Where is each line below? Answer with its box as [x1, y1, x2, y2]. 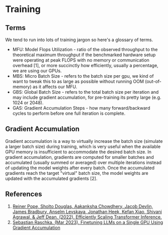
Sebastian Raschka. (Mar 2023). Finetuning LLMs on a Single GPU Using [12, 219, 163, 225]
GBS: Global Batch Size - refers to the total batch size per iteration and [12, 89, 159, 95]
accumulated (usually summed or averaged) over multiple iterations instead [5, 159, 162, 165]
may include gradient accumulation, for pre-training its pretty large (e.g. [12, 94, 161, 100]
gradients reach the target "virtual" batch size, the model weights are [5, 170, 148, 176]
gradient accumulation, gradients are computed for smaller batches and [5, 154, 154, 160]
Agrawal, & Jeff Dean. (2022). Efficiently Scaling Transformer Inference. [12, 214, 162, 220]
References [5, 190, 42, 198]
